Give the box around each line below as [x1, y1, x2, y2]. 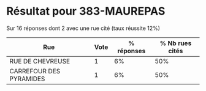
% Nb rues [159, 38, 192, 47]
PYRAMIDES [9, 75, 45, 83]
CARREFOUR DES [9, 67, 61, 75]
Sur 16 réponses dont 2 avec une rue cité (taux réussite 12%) [6, 24, 161, 32]
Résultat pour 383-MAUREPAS [6, 4, 166, 18]
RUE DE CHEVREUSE [9, 57, 71, 65]
